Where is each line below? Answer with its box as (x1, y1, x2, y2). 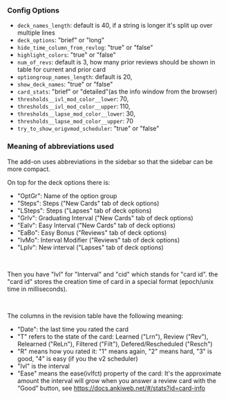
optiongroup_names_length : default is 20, (17, 73, 133, 81)
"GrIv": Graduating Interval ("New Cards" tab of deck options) (17, 213, 193, 222)
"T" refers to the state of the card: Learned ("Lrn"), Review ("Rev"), (17, 332, 209, 341)
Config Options (7, 6, 60, 15)
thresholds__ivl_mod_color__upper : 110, (17, 103, 131, 111)
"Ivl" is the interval (17, 362, 70, 370)
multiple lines (17, 28, 55, 37)
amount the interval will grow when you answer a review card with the (17, 376, 216, 384)
